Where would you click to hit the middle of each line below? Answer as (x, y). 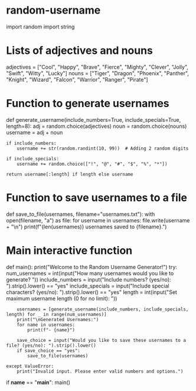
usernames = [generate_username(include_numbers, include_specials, (103, 309)
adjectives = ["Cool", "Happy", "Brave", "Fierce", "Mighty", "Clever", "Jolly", (97, 67)
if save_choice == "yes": (49, 350)
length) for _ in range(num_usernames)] (57, 314)
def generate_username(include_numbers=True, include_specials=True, (94, 119)
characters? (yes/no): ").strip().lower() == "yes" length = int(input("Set (92, 292)
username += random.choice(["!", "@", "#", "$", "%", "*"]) (92, 164)
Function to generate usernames (88, 104)
